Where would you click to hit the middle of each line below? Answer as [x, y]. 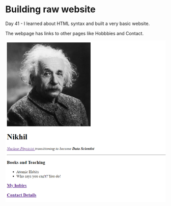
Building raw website [50, 9]
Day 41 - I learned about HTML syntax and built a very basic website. [78, 23]
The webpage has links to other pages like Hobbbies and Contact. [75, 33]
